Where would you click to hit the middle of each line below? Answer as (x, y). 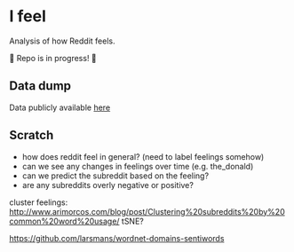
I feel (28, 16)
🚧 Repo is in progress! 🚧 (53, 58)
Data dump (40, 86)
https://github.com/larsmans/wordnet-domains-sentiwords (117, 238)
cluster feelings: (39, 202)
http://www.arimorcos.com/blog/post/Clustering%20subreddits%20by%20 (147, 211)
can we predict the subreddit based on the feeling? (115, 176)
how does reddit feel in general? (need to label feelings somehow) (143, 156)
